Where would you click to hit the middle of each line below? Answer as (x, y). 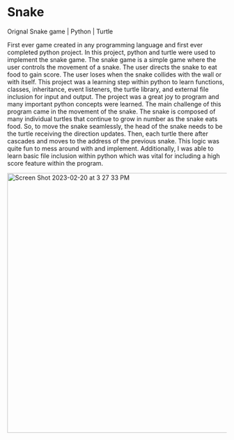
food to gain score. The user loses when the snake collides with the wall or (114, 74)
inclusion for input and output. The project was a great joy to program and (113, 96)
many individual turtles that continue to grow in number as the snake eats (112, 118)
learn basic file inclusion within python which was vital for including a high (114, 156)
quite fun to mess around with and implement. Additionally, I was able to (110, 148)
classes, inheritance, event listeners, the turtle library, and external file (108, 89)
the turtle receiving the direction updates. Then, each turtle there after (108, 134)
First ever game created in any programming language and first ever (105, 45)
